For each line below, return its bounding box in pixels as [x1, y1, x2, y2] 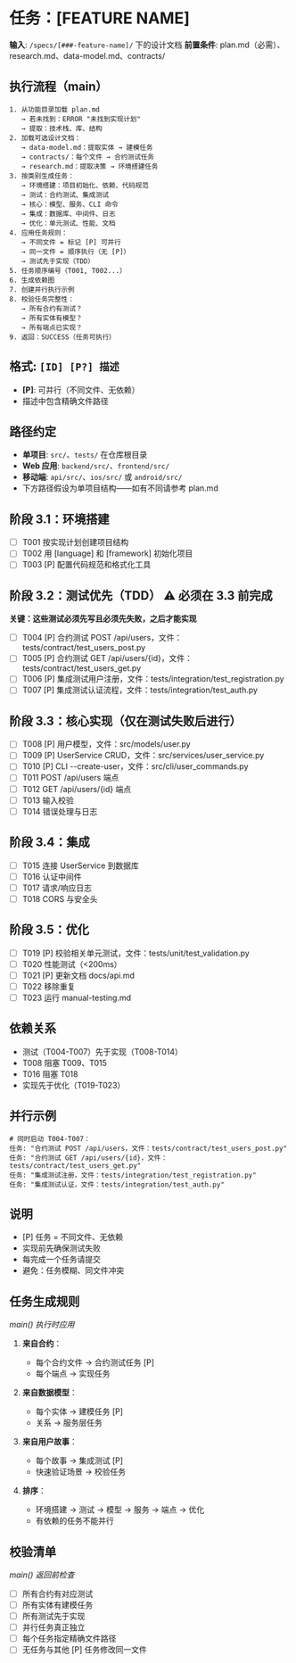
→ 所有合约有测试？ [21, 304, 83, 313]
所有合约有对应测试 [21, 1588, 94, 1599]
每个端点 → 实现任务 [35, 1369, 111, 1379]
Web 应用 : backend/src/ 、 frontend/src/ [21, 460, 170, 471]
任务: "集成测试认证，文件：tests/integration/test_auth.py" [9, 1179, 226, 1189]
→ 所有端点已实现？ [21, 323, 83, 332]
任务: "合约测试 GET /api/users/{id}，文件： [9, 1153, 168, 1162]
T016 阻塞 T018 [21, 1068, 78, 1080]
